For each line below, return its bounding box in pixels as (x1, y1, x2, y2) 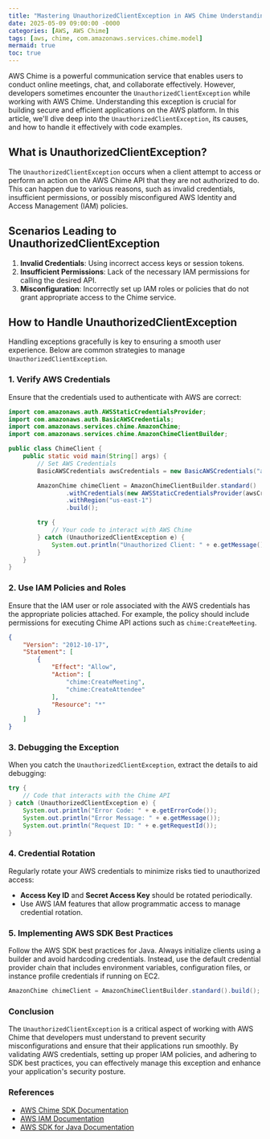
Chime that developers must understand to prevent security (8, 1033, 207, 1043)
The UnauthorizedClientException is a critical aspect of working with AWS (8, 1024, 254, 1034)
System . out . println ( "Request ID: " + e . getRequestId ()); (22, 821, 218, 830)
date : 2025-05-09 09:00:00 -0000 (8, 19, 121, 27)
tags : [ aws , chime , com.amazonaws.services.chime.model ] (8, 34, 203, 43)
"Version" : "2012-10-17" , (22, 640, 110, 649)
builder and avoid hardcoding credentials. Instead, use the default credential (8, 954, 261, 964)
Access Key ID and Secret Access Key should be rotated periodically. (19, 890, 253, 900)
